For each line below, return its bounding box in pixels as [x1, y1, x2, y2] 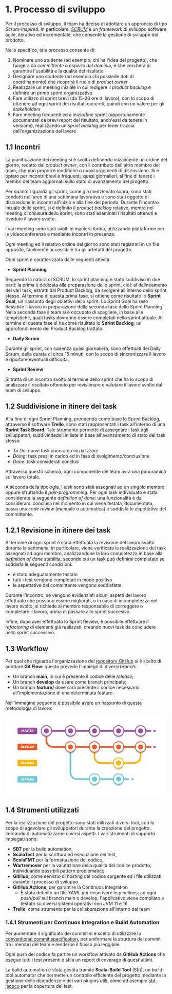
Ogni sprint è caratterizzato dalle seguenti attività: [5, 256, 111, 263]
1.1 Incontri [5, 143, 40, 152]
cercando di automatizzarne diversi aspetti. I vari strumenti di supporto [5, 830, 156, 836]
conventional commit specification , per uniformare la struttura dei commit [5, 935, 161, 942]
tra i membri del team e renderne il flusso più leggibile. [5, 941, 121, 947]
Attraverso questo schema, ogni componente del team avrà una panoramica [5, 468, 166, 474]
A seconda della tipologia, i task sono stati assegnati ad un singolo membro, [5, 484, 166, 490]
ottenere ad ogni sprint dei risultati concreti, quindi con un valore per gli [12, 100, 165, 106]
